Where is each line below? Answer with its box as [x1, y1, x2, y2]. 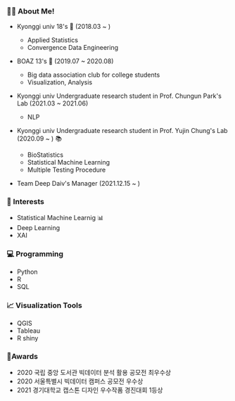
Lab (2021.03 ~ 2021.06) [16, 99, 89, 108]
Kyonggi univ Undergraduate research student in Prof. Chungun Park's [16, 91, 222, 101]
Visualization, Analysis [27, 78, 93, 87]
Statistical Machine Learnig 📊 [16, 213, 104, 222]
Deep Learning [16, 223, 61, 231]
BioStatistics [27, 151, 64, 159]
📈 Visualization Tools [6, 300, 82, 310]
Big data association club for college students [27, 70, 160, 79]
